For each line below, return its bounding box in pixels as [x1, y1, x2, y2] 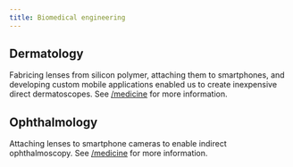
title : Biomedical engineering [9, 13, 126, 22]
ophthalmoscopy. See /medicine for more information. [9, 148, 208, 159]
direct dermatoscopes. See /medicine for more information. [9, 88, 228, 99]
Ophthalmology [9, 114, 98, 129]
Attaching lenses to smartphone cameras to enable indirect [9, 138, 228, 149]
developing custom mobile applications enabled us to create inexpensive [9, 79, 278, 90]
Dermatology [9, 46, 84, 62]
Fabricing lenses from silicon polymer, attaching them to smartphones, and [9, 70, 285, 80]
